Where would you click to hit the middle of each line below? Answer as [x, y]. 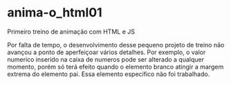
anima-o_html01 [55, 13]
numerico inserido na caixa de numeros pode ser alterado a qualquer [106, 59]
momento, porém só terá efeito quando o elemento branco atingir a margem [115, 66]
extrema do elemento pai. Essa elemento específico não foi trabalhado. [109, 74]
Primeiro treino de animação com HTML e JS [71, 32]
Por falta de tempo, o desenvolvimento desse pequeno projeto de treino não [116, 45]
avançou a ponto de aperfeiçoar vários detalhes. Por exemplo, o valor [107, 52]
